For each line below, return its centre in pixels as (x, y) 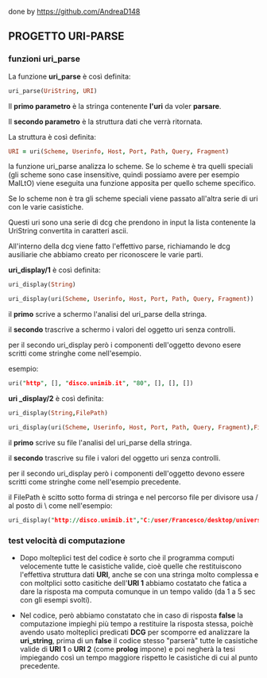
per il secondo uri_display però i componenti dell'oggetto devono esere (125, 345)
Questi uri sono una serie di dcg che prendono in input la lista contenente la (132, 222)
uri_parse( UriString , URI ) (53, 91)
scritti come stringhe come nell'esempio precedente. (95, 482)
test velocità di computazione (67, 541)
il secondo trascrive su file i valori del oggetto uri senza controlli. (114, 458)
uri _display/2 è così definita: (56, 399)
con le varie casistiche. (46, 207)
